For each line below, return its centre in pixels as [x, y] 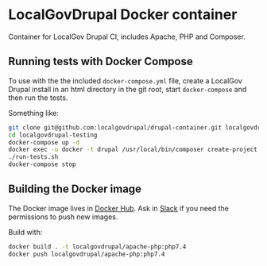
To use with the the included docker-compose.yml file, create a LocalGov [125, 80]
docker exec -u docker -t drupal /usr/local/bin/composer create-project [133, 150]
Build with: [25, 232]
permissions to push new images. [63, 217]
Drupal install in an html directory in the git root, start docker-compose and [128, 89]
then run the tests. [38, 98]
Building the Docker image [75, 189]
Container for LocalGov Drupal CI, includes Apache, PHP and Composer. [127, 37]
